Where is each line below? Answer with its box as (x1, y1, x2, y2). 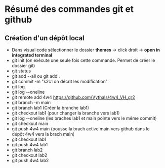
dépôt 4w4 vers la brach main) (11, 131, 75, 137)
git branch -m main (11, 100, 51, 105)
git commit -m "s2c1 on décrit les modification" (11, 78, 108, 84)
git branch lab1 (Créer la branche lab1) (11, 105, 89, 111)
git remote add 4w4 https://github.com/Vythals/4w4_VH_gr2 (11, 94, 135, 100)
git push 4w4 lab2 (11, 158, 49, 163)
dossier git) (11, 63, 35, 68)
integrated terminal (11, 52, 52, 58)
